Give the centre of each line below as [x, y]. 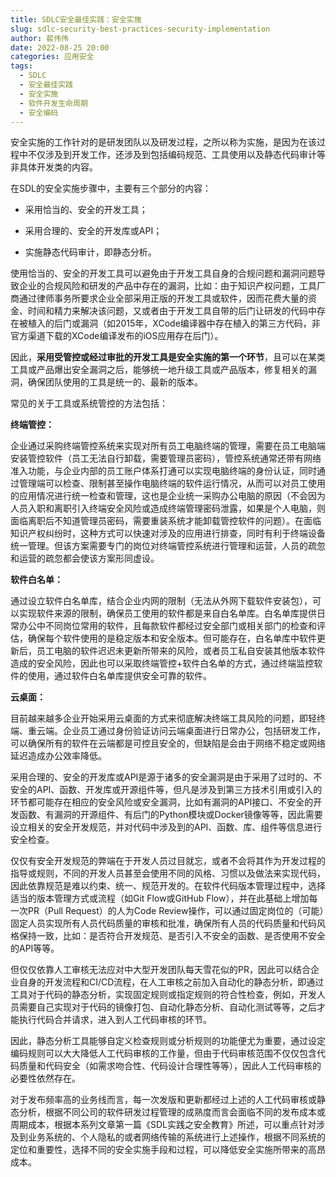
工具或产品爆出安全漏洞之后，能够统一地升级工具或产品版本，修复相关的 [159, 370]
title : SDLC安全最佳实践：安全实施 [76, 19]
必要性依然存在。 [45, 1078]
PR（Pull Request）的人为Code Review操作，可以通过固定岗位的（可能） [176, 911]
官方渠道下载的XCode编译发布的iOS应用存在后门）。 [117, 336]
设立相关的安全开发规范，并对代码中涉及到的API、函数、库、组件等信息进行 [166, 827]
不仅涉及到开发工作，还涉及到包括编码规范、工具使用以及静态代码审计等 [176, 155]
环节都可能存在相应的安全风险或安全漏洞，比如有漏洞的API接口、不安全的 [162, 802]
